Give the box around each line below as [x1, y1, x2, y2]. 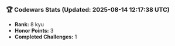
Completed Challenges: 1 [14, 33, 77, 40]
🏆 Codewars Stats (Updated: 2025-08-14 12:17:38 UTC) [6, 5, 170, 13]
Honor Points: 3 [14, 27, 54, 34]
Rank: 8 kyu [14, 21, 44, 28]
